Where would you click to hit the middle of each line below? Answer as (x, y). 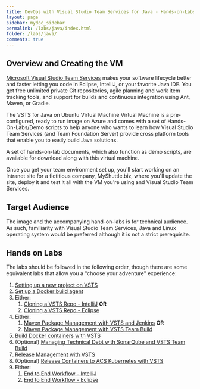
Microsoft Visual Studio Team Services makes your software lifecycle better (99, 77)
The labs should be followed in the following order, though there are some (97, 267)
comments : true (25, 39)
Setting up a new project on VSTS (56, 285)
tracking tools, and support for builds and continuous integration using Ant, (98, 97)
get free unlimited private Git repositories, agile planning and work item (93, 91)
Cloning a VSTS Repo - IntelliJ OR (65, 304)
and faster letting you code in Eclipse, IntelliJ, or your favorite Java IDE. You (99, 84)
